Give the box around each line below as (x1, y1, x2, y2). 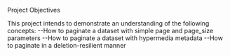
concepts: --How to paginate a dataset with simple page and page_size (7, 27, 214, 35)
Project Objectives (7, 6, 61, 14)
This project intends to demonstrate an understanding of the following (7, 19, 210, 27)
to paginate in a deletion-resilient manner (7, 41, 126, 49)
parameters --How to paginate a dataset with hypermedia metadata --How (7, 34, 223, 42)
